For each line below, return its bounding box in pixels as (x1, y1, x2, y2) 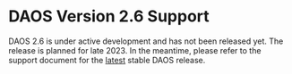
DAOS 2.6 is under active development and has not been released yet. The (8, 36, 284, 46)
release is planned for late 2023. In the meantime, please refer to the (8, 45, 262, 55)
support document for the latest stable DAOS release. (8, 54, 206, 65)
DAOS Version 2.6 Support (8, 6, 210, 27)
